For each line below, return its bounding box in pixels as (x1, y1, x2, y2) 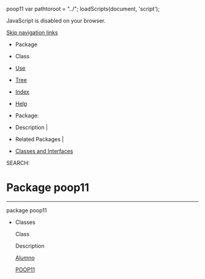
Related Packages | (15, 136, 64, 143)
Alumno (15, 254, 35, 261)
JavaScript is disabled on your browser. (6, 17, 106, 24)
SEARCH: (6, 159, 30, 166)
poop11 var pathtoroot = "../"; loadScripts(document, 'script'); (6, 6, 160, 12)
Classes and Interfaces (15, 147, 73, 155)
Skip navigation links (6, 29, 58, 36)
